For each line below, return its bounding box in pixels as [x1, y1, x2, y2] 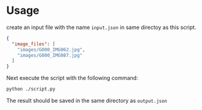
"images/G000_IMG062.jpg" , [17, 47, 86, 53]
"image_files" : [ [12, 40, 56, 47]
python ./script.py [6, 86, 56, 92]
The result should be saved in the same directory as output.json [6, 97, 168, 105]
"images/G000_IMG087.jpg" [17, 52, 83, 58]
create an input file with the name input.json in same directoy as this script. [6, 24, 197, 31]
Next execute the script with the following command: [6, 74, 138, 82]
